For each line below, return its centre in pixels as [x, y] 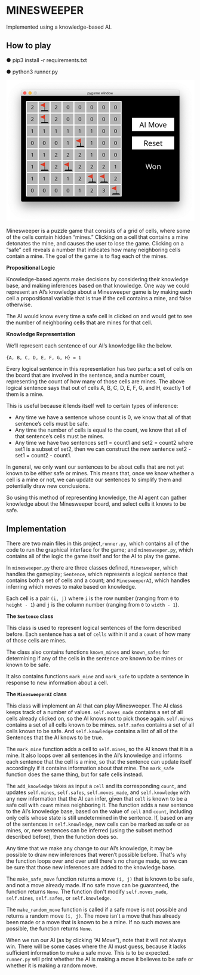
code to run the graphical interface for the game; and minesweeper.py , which [100, 549]
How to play [29, 46]
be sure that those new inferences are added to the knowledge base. [91, 867]
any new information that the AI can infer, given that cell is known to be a [97, 798]
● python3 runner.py [32, 72]
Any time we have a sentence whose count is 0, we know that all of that [103, 417]
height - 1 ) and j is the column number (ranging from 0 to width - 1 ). [93, 604]
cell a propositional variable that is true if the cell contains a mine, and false [99, 298]
